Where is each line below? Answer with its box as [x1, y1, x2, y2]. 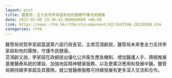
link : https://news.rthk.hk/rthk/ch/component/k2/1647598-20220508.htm [5, 22, 161, 27]
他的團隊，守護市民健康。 [18, 48, 73, 54]
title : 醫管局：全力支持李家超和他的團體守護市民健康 [5, 12, 105, 17]
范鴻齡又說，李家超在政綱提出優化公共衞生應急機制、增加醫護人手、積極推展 [5, 54, 167, 61]
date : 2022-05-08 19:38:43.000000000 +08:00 [5, 17, 102, 22]
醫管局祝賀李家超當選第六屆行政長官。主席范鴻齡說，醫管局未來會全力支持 [5, 42, 162, 48]
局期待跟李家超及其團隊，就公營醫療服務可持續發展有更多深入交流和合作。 [5, 67, 162, 73]
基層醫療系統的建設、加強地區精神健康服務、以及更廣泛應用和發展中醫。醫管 [5, 61, 167, 67]
